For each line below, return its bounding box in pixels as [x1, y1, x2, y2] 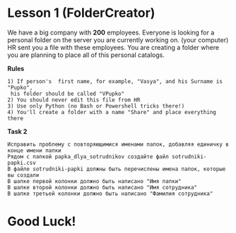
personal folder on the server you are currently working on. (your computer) [7, 35, 229, 44]
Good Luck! [7, 213, 76, 229]
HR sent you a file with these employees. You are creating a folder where [7, 43, 220, 51]
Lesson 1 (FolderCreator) [7, 5, 155, 21]
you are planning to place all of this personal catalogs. [7, 51, 165, 59]
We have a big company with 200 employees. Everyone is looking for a [7, 28, 215, 37]
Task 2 [7, 127, 28, 135]
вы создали [7, 171, 40, 179]
